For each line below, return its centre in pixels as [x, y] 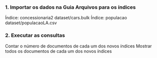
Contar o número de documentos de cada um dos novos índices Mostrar [78, 46]
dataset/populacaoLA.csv [31, 23]
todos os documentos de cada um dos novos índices [58, 51]
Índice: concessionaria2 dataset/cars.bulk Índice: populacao [66, 18]
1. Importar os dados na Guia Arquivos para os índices [70, 7]
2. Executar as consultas [35, 35]
